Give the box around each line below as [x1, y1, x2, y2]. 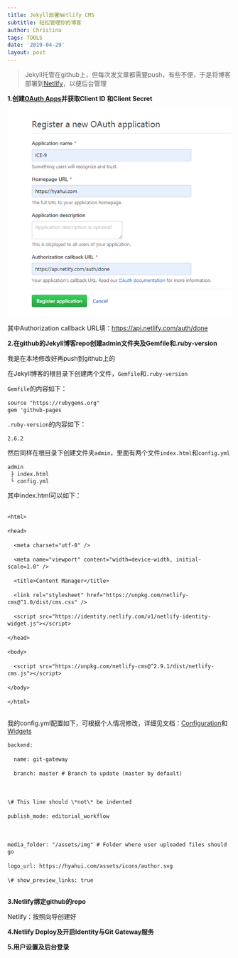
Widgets [7, 727, 32, 735]
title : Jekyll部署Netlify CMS [7, 11, 94, 19]
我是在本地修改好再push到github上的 [7, 354, 116, 362]
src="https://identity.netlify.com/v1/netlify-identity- [38, 613, 212, 620]
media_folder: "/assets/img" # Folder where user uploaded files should [7, 841, 227, 848]
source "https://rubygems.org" [7, 399, 100, 406]
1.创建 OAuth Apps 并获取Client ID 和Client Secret [7, 95, 153, 102]
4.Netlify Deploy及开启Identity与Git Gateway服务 [7, 927, 154, 936]
